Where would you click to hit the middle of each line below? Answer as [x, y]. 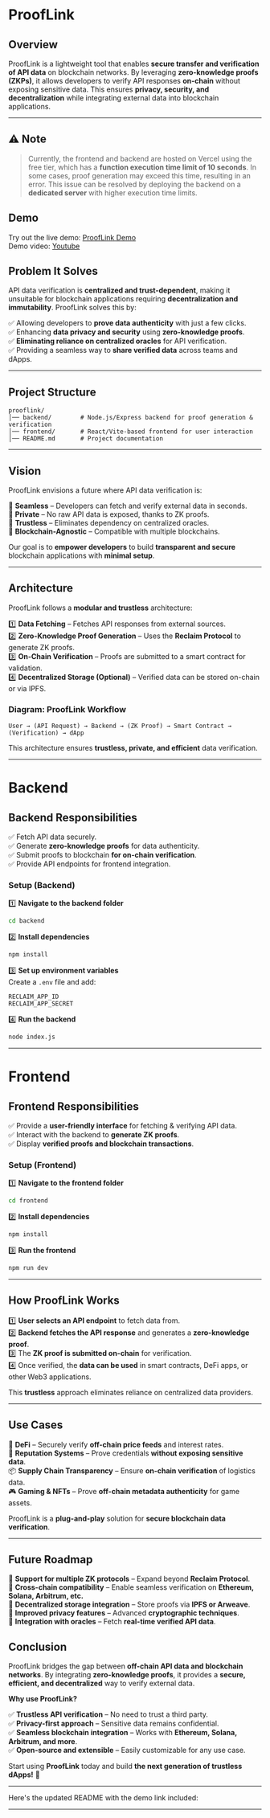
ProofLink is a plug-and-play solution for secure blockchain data [117, 1518]
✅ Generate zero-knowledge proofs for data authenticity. [104, 846]
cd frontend [28, 1201]
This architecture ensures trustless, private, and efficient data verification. [133, 748]
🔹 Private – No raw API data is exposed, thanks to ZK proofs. [109, 514]
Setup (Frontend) [43, 1165]
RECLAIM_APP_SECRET [41, 1004]
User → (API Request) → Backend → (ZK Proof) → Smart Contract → [120, 726]
